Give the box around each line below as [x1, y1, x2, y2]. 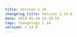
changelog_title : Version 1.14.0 [5, 12, 73, 16]
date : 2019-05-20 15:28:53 [5, 16, 60, 21]
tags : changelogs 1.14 [5, 20, 51, 25]
